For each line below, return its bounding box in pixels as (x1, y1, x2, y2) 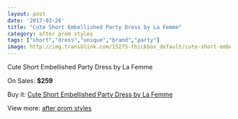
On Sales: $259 (7, 76, 53, 85)
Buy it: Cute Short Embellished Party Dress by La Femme (7, 90, 174, 98)
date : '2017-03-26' (7, 17, 65, 24)
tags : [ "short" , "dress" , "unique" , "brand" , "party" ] (7, 37, 160, 44)
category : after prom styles (7, 30, 93, 38)
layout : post (7, 10, 46, 18)
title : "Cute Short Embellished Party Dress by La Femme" (7, 23, 182, 30)
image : (7, 43, 27, 50)
